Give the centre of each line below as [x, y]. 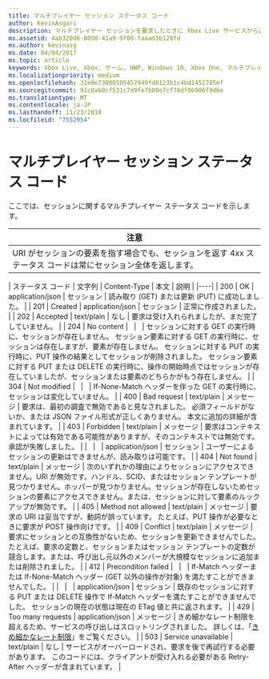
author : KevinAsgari [43, 23]
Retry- [239, 657]
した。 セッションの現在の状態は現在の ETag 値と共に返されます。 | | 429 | [131, 606]
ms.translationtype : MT [48, 98]
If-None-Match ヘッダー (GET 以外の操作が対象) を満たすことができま [139, 577]
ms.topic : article [39, 61]
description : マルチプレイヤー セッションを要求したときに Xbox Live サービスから [133, 30]
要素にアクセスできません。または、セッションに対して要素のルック [148, 496]
